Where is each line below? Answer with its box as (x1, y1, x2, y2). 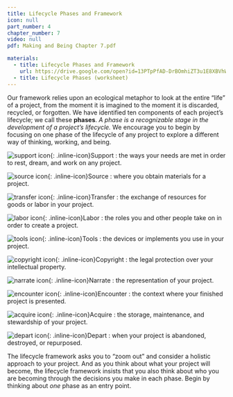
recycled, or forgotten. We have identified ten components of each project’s (7, 108, 224, 117)
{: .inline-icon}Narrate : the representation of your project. (48, 276, 214, 285)
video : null (7, 36, 42, 43)
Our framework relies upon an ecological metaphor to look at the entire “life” (7, 93, 225, 101)
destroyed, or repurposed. (7, 338, 83, 347)
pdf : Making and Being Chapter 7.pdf (7, 42, 116, 49)
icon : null (7, 17, 39, 24)
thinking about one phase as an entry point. (7, 381, 132, 389)
